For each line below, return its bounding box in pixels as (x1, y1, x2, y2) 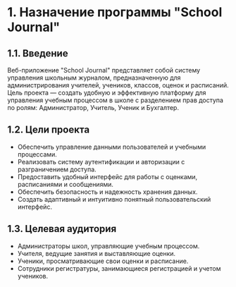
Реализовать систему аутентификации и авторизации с (17, 157, 185, 166)
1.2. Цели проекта (7, 124, 90, 136)
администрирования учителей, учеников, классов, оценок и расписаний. (7, 81, 229, 89)
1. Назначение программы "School (7, 4, 223, 20)
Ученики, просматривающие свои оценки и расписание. (17, 257, 189, 265)
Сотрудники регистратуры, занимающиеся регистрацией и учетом (17, 264, 221, 272)
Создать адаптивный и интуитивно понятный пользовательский (17, 195, 211, 203)
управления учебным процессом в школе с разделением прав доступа (7, 96, 224, 104)
